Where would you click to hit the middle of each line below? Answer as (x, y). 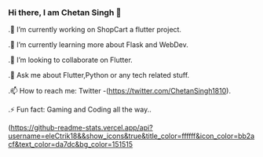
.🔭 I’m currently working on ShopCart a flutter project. (95, 30)
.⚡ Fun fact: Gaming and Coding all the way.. (80, 110)
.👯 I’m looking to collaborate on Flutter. (71, 60)
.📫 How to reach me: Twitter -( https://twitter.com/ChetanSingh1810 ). (120, 91)
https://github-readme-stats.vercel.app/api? (82, 128)
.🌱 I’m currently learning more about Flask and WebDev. (98, 45)
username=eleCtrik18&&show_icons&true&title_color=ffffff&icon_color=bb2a (131, 136)
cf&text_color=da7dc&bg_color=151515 (71, 144)
